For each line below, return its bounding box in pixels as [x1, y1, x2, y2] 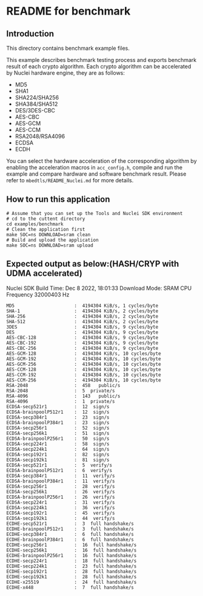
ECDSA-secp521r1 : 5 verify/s [6, 462, 113, 468]
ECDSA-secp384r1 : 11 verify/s [6, 473, 115, 479]
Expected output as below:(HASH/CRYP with [6, 259, 179, 269]
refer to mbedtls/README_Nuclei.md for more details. [6, 177, 134, 183]
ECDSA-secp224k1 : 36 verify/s [6, 504, 115, 511]
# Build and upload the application [6, 237, 99, 243]
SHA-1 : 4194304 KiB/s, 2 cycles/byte [6, 308, 159, 314]
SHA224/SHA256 [15, 94, 59, 101]
